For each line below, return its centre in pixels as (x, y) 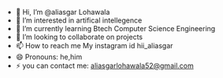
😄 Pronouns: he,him (49, 57)
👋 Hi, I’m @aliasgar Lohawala (63, 12)
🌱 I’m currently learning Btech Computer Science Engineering (115, 28)
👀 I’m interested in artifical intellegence (79, 20)
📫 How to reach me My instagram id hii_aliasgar (94, 46)
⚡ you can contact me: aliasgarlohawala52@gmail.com (105, 66)
